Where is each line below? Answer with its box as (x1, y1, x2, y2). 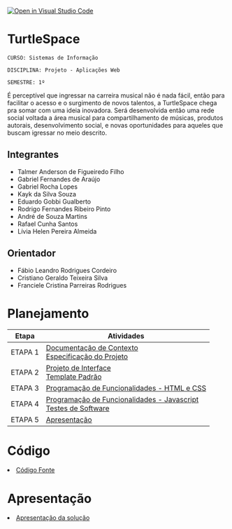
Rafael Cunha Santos (17, 220, 78, 228)
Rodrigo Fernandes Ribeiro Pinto (17, 204, 111, 213)
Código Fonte (16, 466, 55, 474)
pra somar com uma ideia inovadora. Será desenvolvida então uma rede (7, 106, 215, 114)
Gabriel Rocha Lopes (17, 182, 78, 191)
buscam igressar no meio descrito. (7, 128, 108, 137)
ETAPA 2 (10, 367, 40, 377)
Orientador (7, 248, 56, 260)
